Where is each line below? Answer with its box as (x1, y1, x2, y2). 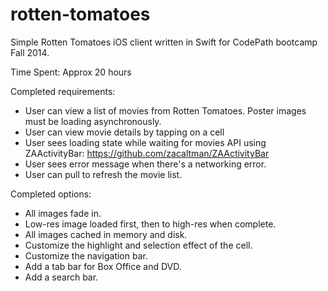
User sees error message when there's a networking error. (24, 158, 267, 170)
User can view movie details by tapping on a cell (24, 126, 225, 138)
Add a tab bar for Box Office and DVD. (24, 260, 182, 272)
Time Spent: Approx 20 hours (10, 66, 132, 78)
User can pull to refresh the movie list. (24, 168, 183, 180)
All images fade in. (24, 207, 102, 219)
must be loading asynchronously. (24, 115, 162, 127)
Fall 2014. (10, 46, 50, 58)
